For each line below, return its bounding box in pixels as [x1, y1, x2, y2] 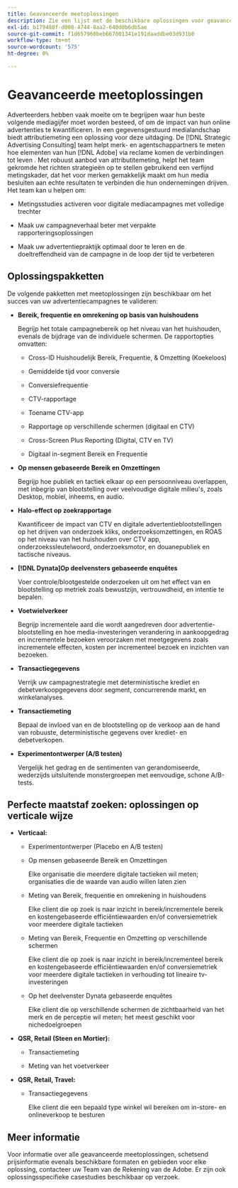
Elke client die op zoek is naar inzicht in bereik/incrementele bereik [28, 905, 224, 914]
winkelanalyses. [17, 693, 65, 701]
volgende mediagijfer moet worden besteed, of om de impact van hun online [7, 118, 231, 126]
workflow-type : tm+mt [7, 37, 72, 44]
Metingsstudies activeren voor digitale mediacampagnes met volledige [17, 200, 225, 208]
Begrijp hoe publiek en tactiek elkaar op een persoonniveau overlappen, [17, 477, 228, 485]
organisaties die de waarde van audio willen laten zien [28, 877, 186, 886]
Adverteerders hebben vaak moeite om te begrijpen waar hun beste [7, 110, 205, 119]
